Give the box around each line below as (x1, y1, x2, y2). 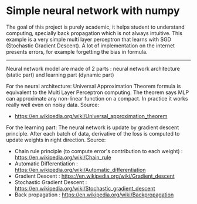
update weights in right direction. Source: (6, 136, 106, 143)
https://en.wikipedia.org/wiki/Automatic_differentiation (14, 166, 146, 173)
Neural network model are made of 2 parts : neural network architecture (6, 65, 181, 72)
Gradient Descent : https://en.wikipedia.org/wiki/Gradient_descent (14, 172, 175, 179)
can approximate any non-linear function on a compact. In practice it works (6, 95, 188, 102)
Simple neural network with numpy (6, 4, 180, 18)
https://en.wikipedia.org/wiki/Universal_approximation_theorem (14, 112, 168, 119)
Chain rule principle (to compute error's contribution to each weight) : (14, 147, 183, 154)
